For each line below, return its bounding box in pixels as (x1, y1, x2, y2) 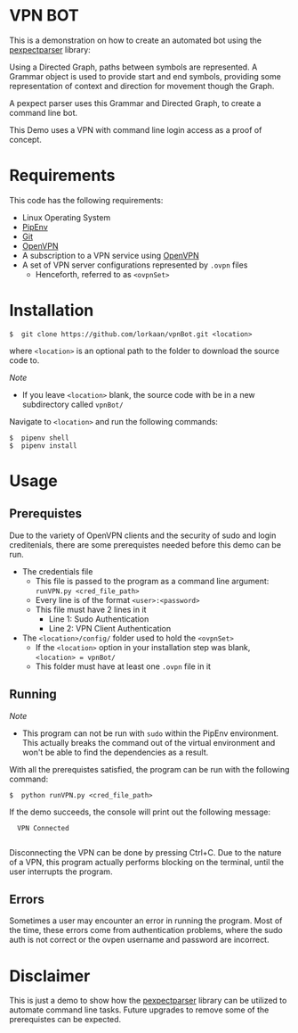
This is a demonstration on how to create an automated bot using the (9, 35, 262, 45)
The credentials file (21, 566, 93, 576)
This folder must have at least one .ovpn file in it (35, 661, 212, 672)
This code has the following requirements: (9, 194, 164, 205)
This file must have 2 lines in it (35, 604, 147, 615)
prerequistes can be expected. (9, 1014, 122, 1025)
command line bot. (9, 107, 78, 118)
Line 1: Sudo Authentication (48, 613, 149, 624)
